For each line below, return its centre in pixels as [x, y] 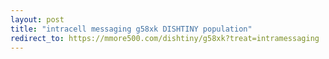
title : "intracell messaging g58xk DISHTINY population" [131, 29]
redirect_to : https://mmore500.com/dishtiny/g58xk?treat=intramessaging [165, 38]
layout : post [37, 19]
